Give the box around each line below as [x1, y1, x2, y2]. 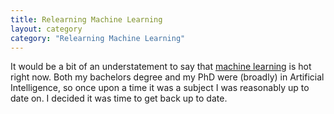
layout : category [10, 24, 83, 34]
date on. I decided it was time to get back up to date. [10, 92, 228, 105]
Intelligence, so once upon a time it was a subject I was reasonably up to [10, 82, 310, 94]
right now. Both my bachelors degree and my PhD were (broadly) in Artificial [10, 71, 325, 83]
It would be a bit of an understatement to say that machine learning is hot [10, 61, 312, 73]
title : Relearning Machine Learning [10, 14, 163, 25]
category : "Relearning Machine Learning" [10, 33, 186, 43]
